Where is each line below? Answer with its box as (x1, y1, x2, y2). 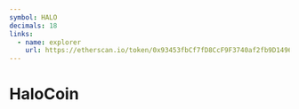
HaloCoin (9, 84, 79, 105)
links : (9, 29, 34, 38)
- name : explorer (17, 37, 82, 47)
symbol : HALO (9, 12, 58, 22)
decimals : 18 (9, 21, 58, 30)
